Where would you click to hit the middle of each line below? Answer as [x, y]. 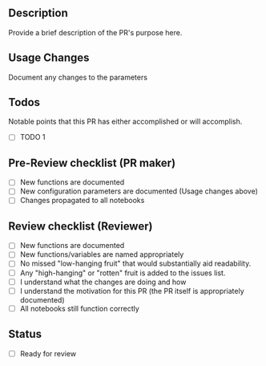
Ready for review [48, 353]
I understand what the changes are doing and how [103, 282]
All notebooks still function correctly [80, 308]
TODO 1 [32, 137]
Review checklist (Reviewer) [81, 226]
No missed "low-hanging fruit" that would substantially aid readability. [135, 263]
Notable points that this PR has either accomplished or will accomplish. [125, 122]
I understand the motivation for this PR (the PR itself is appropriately [132, 291]
